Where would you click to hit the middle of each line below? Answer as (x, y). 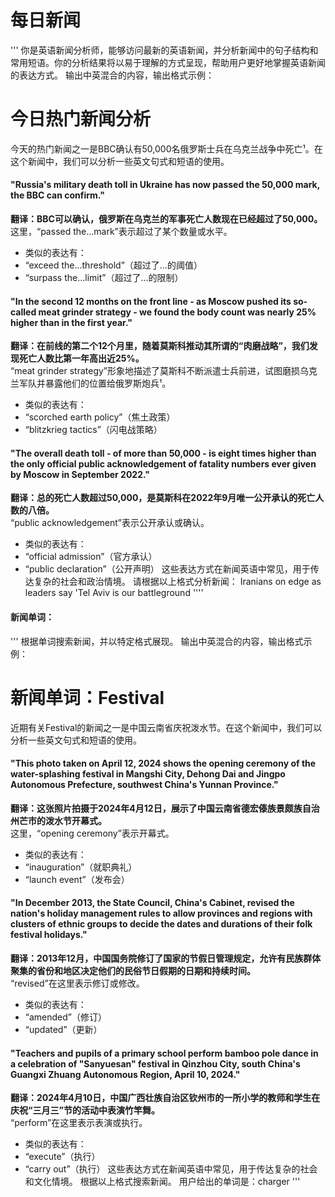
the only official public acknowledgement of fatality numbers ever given (163, 463)
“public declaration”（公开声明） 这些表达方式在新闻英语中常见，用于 (167, 569)
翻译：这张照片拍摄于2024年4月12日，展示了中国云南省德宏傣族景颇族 (156, 808)
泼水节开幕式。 (75, 820)
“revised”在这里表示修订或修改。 (77, 983)
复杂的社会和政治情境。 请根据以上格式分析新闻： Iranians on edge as (177, 582)
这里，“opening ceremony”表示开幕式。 (92, 833)
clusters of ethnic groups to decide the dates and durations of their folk (161, 924)
